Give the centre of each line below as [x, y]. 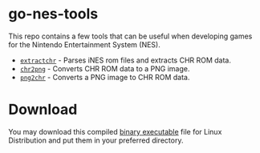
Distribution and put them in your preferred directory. [96, 140]
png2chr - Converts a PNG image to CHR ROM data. [105, 77]
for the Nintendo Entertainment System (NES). [84, 44]
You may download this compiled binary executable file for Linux [115, 131]
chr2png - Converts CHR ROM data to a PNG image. [105, 68]
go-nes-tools [53, 14]
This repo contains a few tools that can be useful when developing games [130, 36]
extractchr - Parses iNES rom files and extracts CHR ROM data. [125, 60]
